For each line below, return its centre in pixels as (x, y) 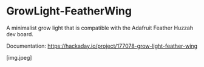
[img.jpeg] (19, 57)
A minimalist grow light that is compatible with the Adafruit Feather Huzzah (100, 28)
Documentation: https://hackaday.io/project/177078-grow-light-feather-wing (102, 46)
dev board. (20, 34)
